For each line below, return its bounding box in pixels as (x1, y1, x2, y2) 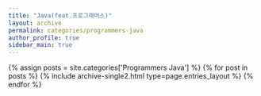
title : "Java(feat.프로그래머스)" (8, 11, 113, 20)
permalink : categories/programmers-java (8, 26, 144, 34)
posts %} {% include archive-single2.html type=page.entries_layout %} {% (8, 71, 254, 81)
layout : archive (8, 19, 62, 27)
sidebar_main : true (8, 41, 73, 49)
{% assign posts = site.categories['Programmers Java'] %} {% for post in (8, 63, 248, 72)
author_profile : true (8, 33, 80, 42)
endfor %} (8, 80, 42, 90)
